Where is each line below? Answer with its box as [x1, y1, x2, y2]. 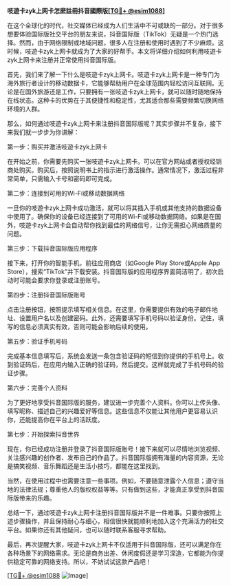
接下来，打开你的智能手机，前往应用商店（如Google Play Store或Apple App [7, 259, 221, 267]
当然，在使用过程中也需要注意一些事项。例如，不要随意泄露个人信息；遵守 [7, 477, 218, 485]
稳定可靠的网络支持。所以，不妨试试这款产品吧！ [12, 558, 152, 565]
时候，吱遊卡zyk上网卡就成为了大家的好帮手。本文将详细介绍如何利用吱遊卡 [7, 48, 222, 55]
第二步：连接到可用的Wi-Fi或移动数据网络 [7, 189, 125, 197]
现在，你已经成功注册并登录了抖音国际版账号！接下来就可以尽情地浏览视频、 [7, 445, 224, 453]
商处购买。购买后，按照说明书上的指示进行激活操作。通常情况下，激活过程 [7, 166, 218, 174]
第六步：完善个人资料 [7, 384, 67, 392]
